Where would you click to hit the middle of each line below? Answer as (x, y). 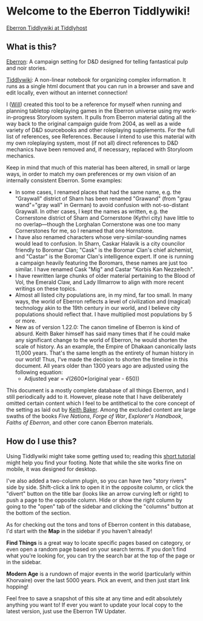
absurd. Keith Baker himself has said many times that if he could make (103, 333)
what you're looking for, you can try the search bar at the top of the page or (101, 556)
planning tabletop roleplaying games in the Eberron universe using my (94, 111)
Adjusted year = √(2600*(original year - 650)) (82, 378)
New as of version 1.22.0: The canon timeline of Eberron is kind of (97, 327)
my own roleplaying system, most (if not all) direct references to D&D (92, 143)
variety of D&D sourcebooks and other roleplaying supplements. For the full (101, 130)
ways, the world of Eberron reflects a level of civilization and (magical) (103, 301)
